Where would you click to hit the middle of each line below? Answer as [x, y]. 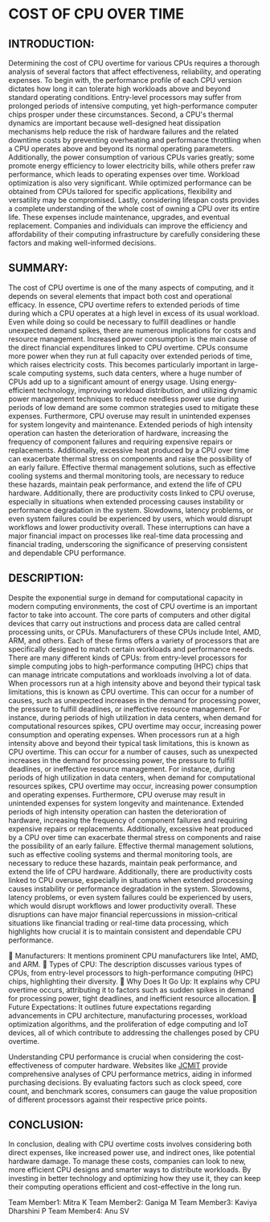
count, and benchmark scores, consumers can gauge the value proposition [133, 1091]
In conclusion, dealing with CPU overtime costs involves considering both [130, 1144]
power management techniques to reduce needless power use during [124, 399]
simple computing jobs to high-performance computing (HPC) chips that [129, 666]
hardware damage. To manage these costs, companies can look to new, [127, 1162]
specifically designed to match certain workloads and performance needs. [132, 648]
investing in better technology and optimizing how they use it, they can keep [135, 1179]
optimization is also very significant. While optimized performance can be [130, 183]
